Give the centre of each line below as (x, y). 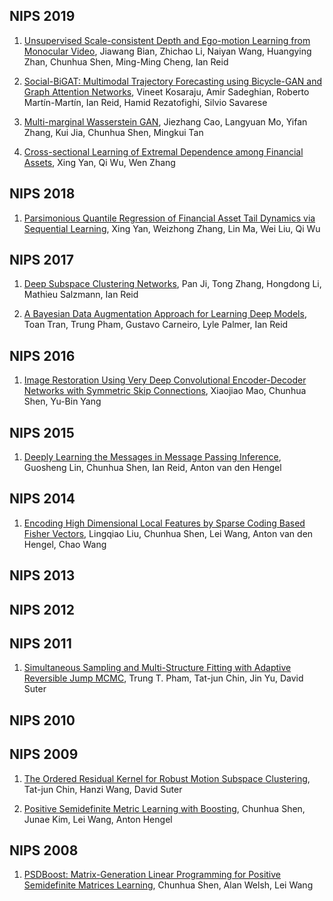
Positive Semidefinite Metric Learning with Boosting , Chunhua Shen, (164, 808)
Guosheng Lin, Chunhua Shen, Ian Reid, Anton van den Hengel (152, 468)
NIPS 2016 (42, 355)
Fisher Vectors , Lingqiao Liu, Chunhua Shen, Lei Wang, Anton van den (168, 533)
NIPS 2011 (40, 644)
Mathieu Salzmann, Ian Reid (81, 295)
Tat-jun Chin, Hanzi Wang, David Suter (103, 789)
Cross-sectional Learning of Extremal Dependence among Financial (163, 151)
